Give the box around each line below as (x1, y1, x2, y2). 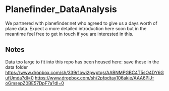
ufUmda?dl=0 (5, 74, 34, 81)
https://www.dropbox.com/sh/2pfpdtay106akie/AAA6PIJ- (34, 74, 154, 81)
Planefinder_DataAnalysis (5, 4, 117, 15)
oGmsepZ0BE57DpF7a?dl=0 (5, 80, 64, 86)
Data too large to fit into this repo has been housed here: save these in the (5, 59, 159, 65)
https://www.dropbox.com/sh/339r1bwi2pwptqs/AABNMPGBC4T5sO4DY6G (5, 69, 164, 75)
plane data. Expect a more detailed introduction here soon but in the (5, 25, 147, 31)
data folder (5, 64, 28, 70)
